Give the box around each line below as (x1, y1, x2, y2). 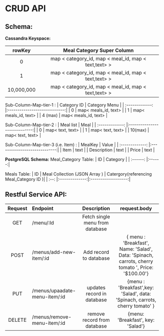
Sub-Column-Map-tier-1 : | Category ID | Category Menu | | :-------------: (5, 102, 154, 108)
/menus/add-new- (32, 248, 76, 255)
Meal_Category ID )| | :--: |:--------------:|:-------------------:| (5, 177, 131, 182)
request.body (120, 205, 152, 212)
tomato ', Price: (119, 264, 154, 270)
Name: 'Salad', (119, 246, 153, 252)
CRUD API (5, 3, 46, 14)
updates (86, 284, 106, 291)
